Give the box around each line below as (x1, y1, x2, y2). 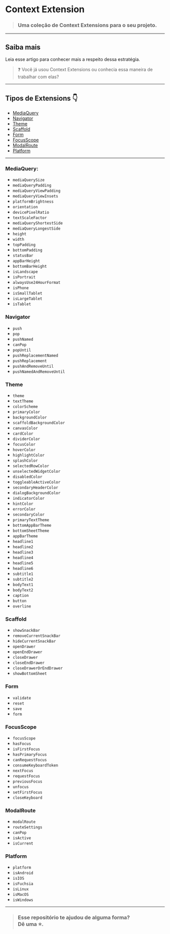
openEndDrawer (12, 650, 42, 655)
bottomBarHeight (12, 264, 47, 269)
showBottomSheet (12, 671, 47, 677)
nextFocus (12, 768, 34, 773)
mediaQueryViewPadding (12, 188, 61, 194)
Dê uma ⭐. (17, 921, 44, 928)
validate (12, 695, 31, 700)
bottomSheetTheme (12, 528, 50, 533)
